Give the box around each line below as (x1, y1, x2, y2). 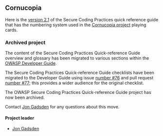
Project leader (5, 115, 35, 121)
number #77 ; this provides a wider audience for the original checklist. (5, 80, 145, 86)
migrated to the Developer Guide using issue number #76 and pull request (5, 75, 154, 81)
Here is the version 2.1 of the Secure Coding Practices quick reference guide (5, 16, 159, 22)
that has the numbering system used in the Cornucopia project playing (5, 22, 146, 28)
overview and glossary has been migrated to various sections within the (5, 55, 149, 61)
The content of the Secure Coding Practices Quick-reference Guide (5, 50, 140, 56)
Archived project (5, 39, 46, 45)
